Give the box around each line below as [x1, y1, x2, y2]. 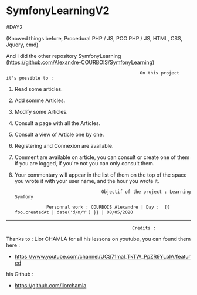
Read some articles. [14, 85, 63, 92]
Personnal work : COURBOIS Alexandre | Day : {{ [46, 204, 170, 210]
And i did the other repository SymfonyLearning [6, 52, 121, 59]
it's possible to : [6, 75, 54, 81]
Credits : [131, 225, 157, 231]
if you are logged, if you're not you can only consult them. [14, 160, 155, 167]
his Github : [6, 270, 34, 277]
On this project [140, 70, 180, 76]
